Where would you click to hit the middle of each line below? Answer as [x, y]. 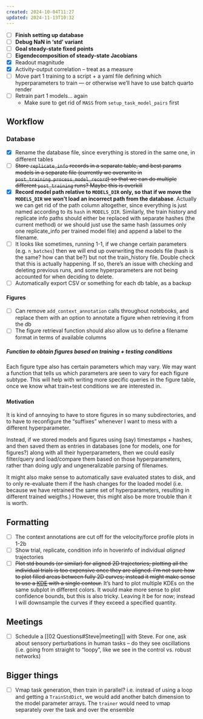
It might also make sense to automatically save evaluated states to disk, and [101, 477]
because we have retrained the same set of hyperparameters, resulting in [98, 490]
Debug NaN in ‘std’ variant [49, 42]
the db [23, 324]
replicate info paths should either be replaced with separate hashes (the [105, 218]
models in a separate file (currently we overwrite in [78, 172]
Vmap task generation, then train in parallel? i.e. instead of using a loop [104, 690]
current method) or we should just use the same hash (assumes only [101, 224]
